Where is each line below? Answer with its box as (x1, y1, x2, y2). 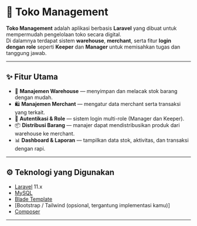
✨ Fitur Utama (6, 72, 59, 82)
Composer (14, 208, 40, 215)
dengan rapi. (14, 145, 46, 152)
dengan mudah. (14, 94, 53, 101)
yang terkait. (14, 108, 45, 116)
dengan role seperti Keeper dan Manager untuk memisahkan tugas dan (6, 43, 181, 50)
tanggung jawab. (6, 49, 47, 56)
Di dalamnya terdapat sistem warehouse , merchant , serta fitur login (6, 37, 172, 44)
